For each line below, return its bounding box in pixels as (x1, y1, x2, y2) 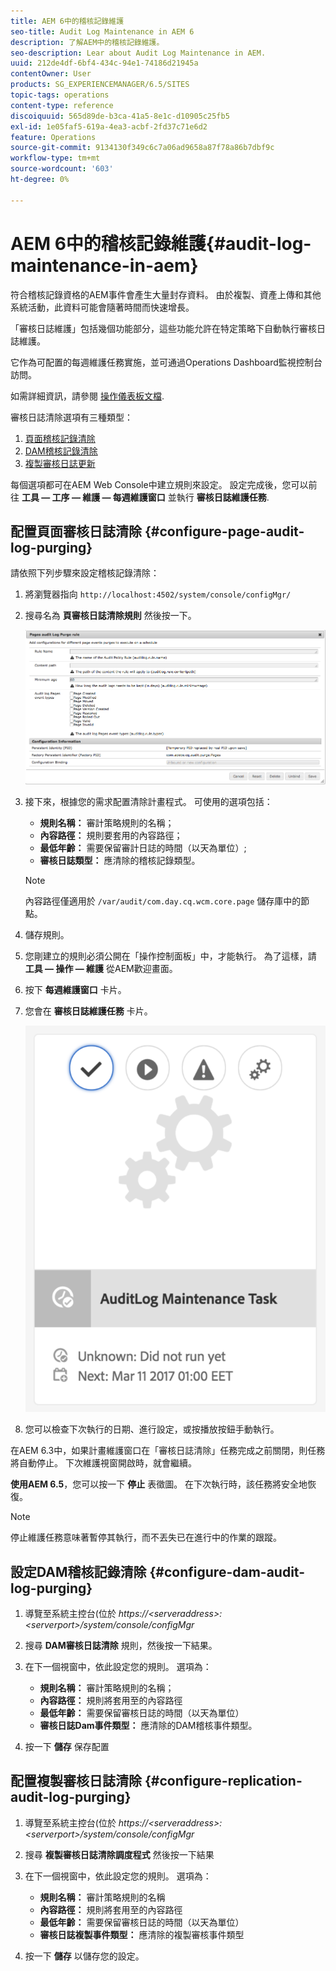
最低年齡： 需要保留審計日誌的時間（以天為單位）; (39, 841, 247, 854)
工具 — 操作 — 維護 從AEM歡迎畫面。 (24, 962, 178, 974)
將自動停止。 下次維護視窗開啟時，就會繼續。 (10, 1457, 197, 1469)
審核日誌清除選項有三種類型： (10, 411, 133, 423)
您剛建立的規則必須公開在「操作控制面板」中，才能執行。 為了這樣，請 (24, 950, 317, 962)
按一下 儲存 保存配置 (24, 1741, 110, 1752)
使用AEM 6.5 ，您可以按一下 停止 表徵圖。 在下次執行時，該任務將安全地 (10, 1478, 308, 1490)
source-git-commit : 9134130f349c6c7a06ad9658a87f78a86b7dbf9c (10, 143, 275, 153)
